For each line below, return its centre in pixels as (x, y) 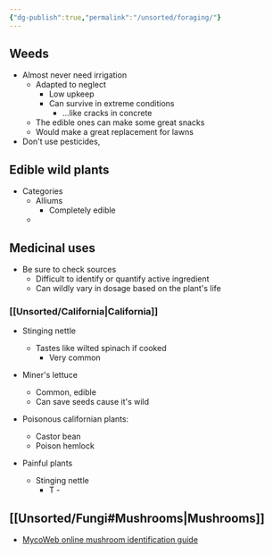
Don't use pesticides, (61, 142)
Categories (42, 191)
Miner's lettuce (50, 375)
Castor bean (58, 436)
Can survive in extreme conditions (112, 104)
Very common (74, 357)
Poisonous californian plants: (75, 419)
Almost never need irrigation (74, 75)
